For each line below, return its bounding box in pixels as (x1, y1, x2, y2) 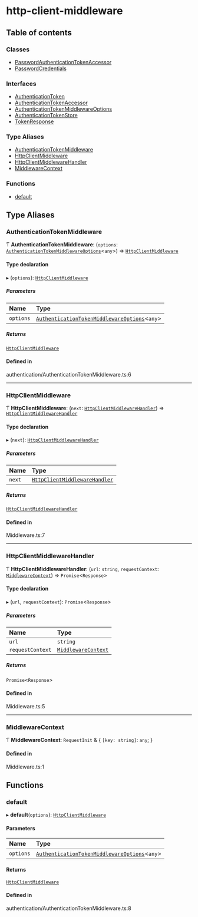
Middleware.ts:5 (6, 703, 45, 710)
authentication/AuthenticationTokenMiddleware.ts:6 (6, 371, 131, 378)
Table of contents (6, 28, 72, 38)
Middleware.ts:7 (6, 532, 45, 539)
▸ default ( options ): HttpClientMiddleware (6, 812, 106, 819)
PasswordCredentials (14, 65, 67, 72)
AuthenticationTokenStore (14, 112, 78, 119)
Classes (6, 45, 30, 54)
